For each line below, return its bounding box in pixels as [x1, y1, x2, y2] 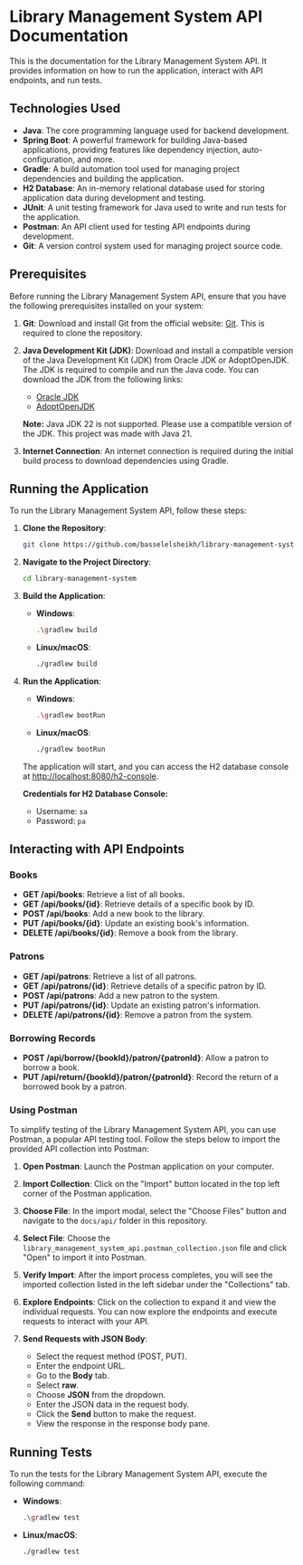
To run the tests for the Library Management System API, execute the [9, 1468, 268, 1480]
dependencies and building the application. [22, 173, 184, 184]
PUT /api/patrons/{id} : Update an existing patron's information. [22, 1000, 261, 1010]
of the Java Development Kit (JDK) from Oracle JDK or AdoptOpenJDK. [22, 355, 289, 365]
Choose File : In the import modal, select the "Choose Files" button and [22, 1206, 287, 1217]
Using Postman [9, 1104, 79, 1116]
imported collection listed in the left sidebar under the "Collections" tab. [22, 1279, 290, 1290]
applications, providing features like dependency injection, [22, 144, 241, 155]
